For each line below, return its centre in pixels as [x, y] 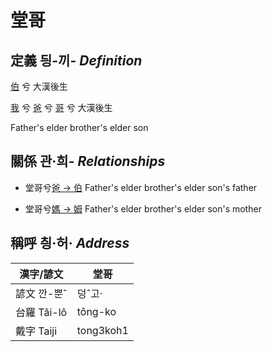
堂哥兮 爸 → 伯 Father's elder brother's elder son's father [141, 187]
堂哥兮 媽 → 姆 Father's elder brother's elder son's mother [143, 208]
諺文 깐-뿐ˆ [41, 293]
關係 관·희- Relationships [88, 161]
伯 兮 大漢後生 [39, 86]
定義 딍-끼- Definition [76, 60]
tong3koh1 [102, 330]
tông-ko [96, 311]
